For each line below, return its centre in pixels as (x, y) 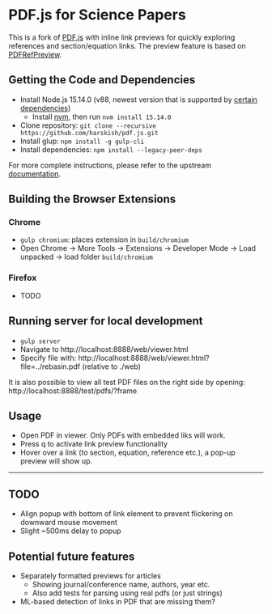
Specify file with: (48, 358)
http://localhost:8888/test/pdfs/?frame (73, 391)
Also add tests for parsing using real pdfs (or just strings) (127, 593)
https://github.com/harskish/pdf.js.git (89, 133)
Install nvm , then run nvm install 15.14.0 (102, 116)
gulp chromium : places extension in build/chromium (104, 239)
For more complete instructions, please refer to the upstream (110, 165)
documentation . (35, 174)
